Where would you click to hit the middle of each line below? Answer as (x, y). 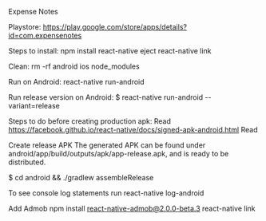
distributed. (27, 162)
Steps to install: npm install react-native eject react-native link (110, 51)
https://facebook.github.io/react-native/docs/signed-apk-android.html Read (133, 130)
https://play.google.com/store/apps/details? (115, 27)
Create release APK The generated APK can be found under (107, 145)
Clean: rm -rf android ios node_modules (74, 66)
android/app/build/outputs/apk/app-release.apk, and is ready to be (119, 154)
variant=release (34, 106)
